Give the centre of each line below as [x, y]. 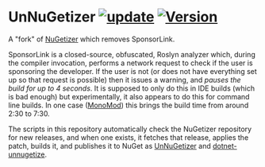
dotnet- [225, 146]
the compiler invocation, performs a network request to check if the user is [131, 63]
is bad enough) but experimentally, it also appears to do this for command [129, 96]
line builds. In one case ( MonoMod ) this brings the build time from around [129, 105]
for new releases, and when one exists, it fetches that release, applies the [129, 137]
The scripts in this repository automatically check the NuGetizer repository [130, 129]
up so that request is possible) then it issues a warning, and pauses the [125, 80]
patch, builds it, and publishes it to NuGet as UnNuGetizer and [110, 146]
